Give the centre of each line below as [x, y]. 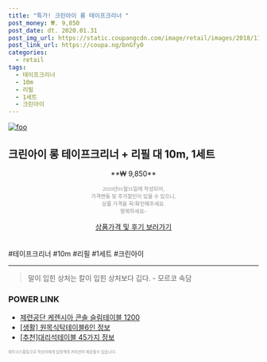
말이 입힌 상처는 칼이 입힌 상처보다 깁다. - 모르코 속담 [110, 278]
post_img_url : [32, 38]
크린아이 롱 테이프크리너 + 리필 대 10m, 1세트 [112, 154]
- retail [30, 60]
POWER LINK [34, 299]
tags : [17, 68]
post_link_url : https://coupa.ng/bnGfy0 [76, 45]
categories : [28, 53]
